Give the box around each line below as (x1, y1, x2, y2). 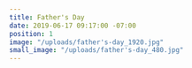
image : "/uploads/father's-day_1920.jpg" (9, 37, 165, 47)
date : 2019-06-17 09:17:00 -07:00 (9, 21, 137, 30)
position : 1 (9, 29, 53, 38)
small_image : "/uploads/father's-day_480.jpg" (9, 46, 184, 55)
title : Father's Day (9, 12, 86, 22)
